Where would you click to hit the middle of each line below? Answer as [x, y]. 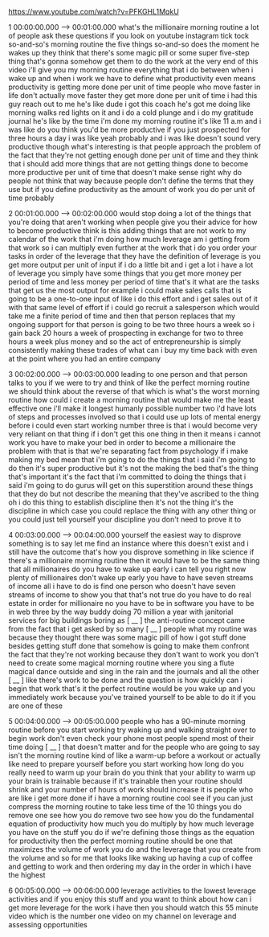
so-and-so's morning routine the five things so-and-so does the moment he [134, 44]
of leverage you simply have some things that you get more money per [125, 273]
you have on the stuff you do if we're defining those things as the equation [132, 832]
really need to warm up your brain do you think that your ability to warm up [132, 772]
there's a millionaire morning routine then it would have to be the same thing [134, 561]
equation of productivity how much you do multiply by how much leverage [131, 824]
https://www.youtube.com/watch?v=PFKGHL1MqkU [94, 12]
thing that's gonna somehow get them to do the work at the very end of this [133, 61]
